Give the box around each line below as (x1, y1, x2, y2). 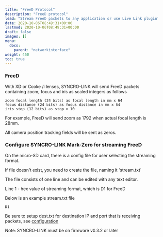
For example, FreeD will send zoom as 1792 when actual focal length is (5, 115, 147, 121)
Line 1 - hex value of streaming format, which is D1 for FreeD (5, 186, 126, 192)
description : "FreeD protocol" (5, 12, 68, 16)
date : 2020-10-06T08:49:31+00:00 (5, 20, 73, 26)
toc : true (5, 57, 25, 61)
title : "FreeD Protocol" (5, 7, 55, 12)
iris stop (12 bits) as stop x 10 (5, 106, 75, 111)
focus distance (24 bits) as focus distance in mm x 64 (5, 102, 120, 107)
